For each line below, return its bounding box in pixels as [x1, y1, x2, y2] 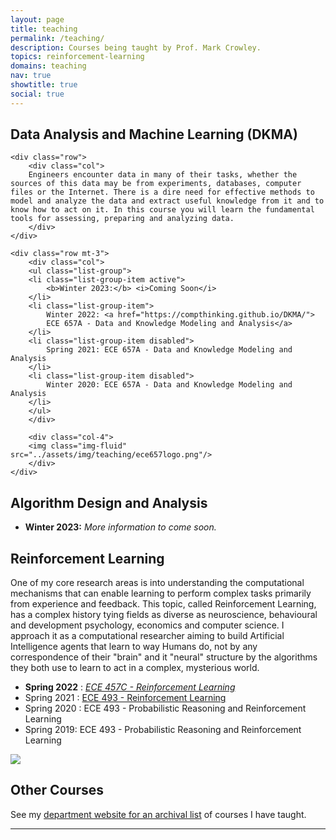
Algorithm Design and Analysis [10, 494, 208, 511]
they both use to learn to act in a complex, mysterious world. [10, 662, 260, 674]
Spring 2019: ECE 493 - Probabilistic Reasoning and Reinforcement [24, 724, 302, 736]
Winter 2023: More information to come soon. [24, 521, 217, 533]
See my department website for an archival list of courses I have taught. [10, 808, 307, 820]
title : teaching [10, 24, 78, 34]
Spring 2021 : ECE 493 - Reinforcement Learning [24, 692, 227, 704]
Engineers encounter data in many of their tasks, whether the [28, 170, 298, 180]
